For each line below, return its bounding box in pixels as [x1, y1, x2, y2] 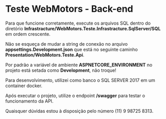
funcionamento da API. [5, 98, 54, 104]
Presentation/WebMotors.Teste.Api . [5, 52, 85, 58]
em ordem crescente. [5, 31, 51, 37]
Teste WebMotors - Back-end [5, 3, 133, 15]
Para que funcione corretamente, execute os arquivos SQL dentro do [5, 20, 151, 26]
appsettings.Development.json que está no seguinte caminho [5, 46, 138, 52]
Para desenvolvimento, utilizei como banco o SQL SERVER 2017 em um [5, 77, 155, 83]
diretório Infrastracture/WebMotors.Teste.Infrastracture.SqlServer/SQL [5, 25, 161, 31]
